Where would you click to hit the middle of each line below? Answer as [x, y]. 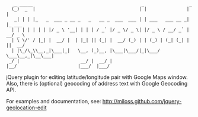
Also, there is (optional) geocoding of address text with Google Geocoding [97, 83]
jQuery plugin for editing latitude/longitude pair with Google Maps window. [97, 77]
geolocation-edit [26, 107]
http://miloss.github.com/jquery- [142, 101]
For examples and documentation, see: [54, 101]
